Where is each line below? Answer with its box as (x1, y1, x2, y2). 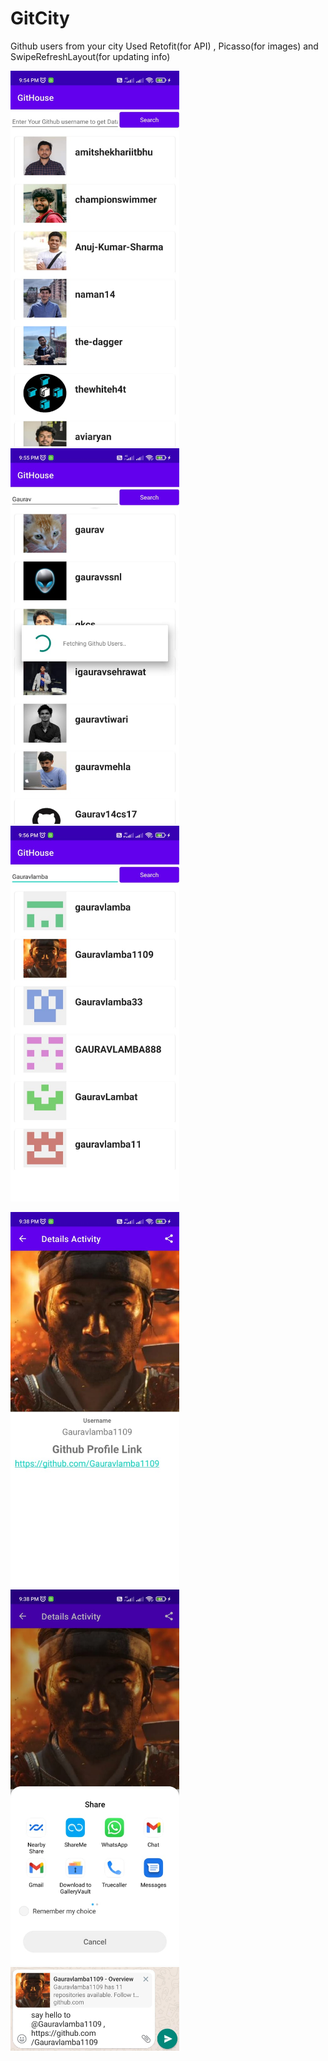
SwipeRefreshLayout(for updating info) (10, 50, 171, 62)
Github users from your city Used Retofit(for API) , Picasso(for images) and (10, 40, 319, 52)
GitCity (10, 7, 70, 30)
